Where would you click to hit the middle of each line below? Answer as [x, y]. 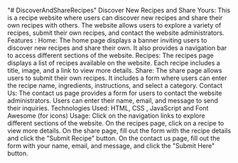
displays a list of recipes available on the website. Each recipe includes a [114, 63]
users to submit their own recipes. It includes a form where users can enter [117, 78]
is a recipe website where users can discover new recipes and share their [115, 18]
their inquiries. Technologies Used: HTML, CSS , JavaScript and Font [108, 108]
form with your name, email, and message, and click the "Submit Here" [111, 146]
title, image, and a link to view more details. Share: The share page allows [115, 71]
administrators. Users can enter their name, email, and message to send [113, 101]
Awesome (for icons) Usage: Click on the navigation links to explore [106, 116]
